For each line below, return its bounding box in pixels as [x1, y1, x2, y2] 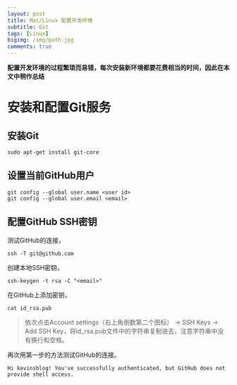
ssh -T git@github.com [7, 250, 74, 257]
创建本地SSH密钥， [7, 263, 63, 271]
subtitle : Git [7, 23, 49, 30]
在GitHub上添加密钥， [7, 291, 71, 299]
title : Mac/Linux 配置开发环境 [7, 17, 93, 24]
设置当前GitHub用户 [7, 170, 95, 182]
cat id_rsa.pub [7, 305, 52, 312]
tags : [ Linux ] [7, 30, 49, 37]
